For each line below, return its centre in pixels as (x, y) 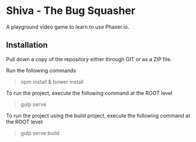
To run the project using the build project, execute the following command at (98, 115)
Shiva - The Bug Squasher (71, 11)
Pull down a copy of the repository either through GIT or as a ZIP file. (89, 59)
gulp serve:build (40, 133)
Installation (27, 45)
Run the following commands (41, 70)
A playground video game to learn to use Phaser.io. (68, 27)
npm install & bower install (52, 81)
